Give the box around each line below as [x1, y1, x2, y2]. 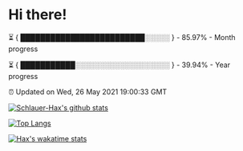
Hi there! [8, 6, 67, 24]
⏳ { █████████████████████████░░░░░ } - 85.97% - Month [8, 32, 236, 42]
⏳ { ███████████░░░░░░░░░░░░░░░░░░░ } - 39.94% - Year [8, 60, 231, 70]
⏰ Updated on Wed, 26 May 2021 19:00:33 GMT [8, 86, 168, 97]
